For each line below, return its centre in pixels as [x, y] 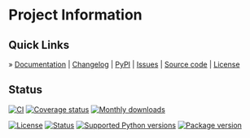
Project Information [75, 15]
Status [26, 90]
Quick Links [39, 45]
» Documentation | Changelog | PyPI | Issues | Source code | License [124, 64]
